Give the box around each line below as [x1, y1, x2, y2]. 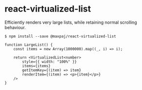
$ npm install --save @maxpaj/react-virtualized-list [4, 34, 117, 39]
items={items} [22, 63, 51, 68]
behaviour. [4, 24, 26, 30]
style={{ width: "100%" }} [22, 59, 77, 64]
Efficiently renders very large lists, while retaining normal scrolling [4, 19, 137, 25]
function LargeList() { [4, 42, 53, 47]
